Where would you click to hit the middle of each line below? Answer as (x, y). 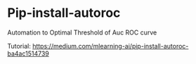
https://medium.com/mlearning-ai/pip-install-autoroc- (111, 46)
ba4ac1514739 (28, 53)
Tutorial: (19, 46)
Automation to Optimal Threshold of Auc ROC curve (82, 32)
